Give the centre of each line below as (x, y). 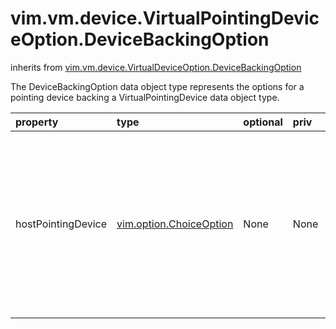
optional (263, 122)
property (37, 122)
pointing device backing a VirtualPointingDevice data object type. (145, 97)
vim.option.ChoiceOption (175, 224)
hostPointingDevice (61, 224)
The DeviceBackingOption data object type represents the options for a (157, 86)
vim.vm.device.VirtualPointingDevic (165, 18)
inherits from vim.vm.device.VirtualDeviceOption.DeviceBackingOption (156, 67)
